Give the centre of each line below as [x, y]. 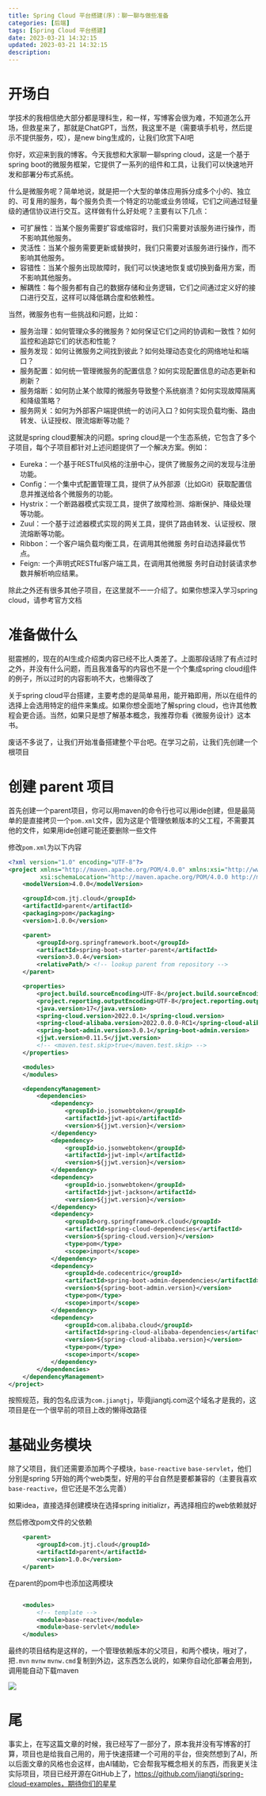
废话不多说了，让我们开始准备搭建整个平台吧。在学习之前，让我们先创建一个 [133, 742]
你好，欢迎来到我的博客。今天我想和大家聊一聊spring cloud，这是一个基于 [129, 154]
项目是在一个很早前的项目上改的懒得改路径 [78, 1410]
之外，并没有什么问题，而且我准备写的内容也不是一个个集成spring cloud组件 [133, 669]
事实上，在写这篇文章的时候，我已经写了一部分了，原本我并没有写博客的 [126, 1744]
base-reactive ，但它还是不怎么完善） [70, 1489]
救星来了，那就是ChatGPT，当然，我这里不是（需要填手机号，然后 [137, 127]
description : [30, 52]
